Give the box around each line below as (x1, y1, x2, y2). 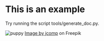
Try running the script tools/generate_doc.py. (5, 20, 99, 26)
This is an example (5, 4, 85, 15)
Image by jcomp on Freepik (24, 30, 82, 36)
